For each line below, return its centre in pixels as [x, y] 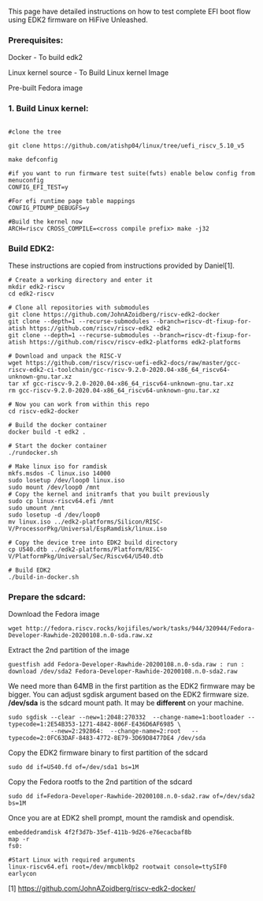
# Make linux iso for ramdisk [58, 466]
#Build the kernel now [45, 221]
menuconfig [26, 180]
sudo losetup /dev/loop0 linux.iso [67, 480]
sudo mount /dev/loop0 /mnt [54, 487]
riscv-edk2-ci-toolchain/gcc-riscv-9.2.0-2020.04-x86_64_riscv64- [119, 370]
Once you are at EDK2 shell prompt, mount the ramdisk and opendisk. [121, 818]
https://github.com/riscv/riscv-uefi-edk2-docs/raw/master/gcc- [133, 362]
